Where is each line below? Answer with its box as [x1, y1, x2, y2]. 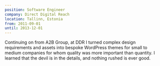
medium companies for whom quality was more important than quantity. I [4, 50, 155, 56]
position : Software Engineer [4, 7, 65, 12]
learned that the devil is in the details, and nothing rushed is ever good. [4, 55, 151, 61]
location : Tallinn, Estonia [4, 16, 63, 21]
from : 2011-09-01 [4, 21, 41, 26]
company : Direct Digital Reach [4, 12, 70, 17]
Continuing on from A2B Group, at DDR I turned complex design [4, 39, 136, 45]
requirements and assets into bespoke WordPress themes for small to [4, 45, 148, 51]
